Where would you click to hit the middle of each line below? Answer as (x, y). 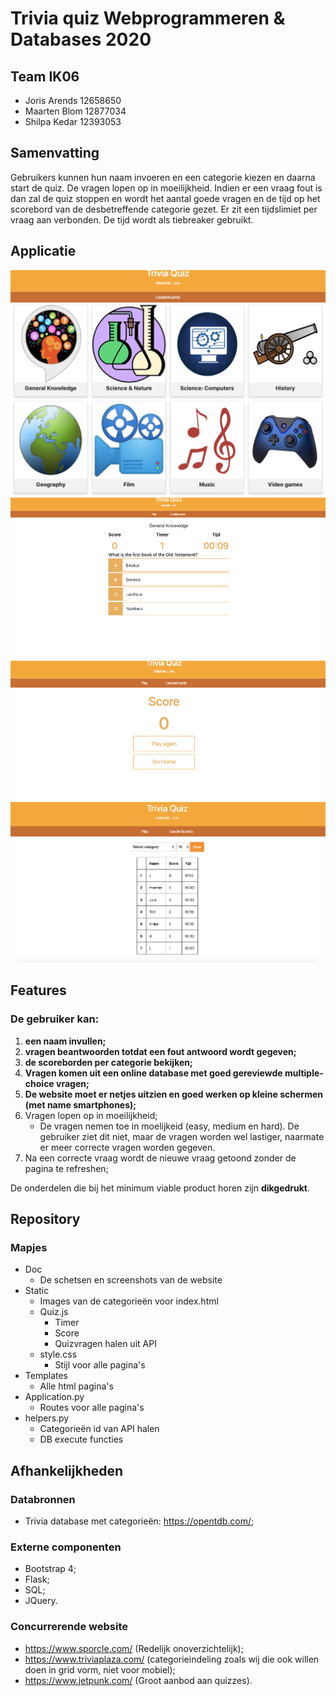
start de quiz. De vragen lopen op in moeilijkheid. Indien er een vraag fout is (166, 188)
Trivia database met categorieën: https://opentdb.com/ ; (139, 1521)
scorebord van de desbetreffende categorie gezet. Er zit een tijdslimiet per (164, 209)
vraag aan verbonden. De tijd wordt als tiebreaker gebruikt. (132, 219)
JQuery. (41, 1601)
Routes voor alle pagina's (92, 1408)
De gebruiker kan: (55, 1019)
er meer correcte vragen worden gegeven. (127, 1147)
